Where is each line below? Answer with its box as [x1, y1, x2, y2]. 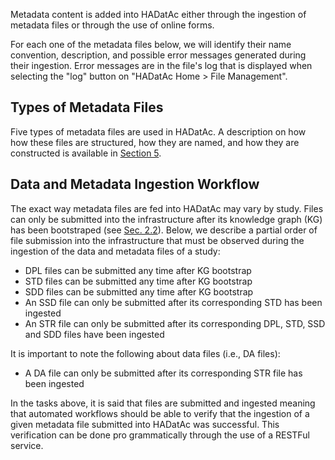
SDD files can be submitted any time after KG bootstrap [24, 285, 254, 298]
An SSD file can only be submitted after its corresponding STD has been [24, 296, 323, 308]
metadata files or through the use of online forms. [10, 19, 215, 31]
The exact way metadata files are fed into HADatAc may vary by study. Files [10, 202, 324, 214]
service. [10, 439, 44, 451]
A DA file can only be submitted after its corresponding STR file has [24, 367, 303, 379]
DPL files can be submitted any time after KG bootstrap [24, 264, 252, 276]
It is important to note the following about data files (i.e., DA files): [10, 347, 281, 359]
